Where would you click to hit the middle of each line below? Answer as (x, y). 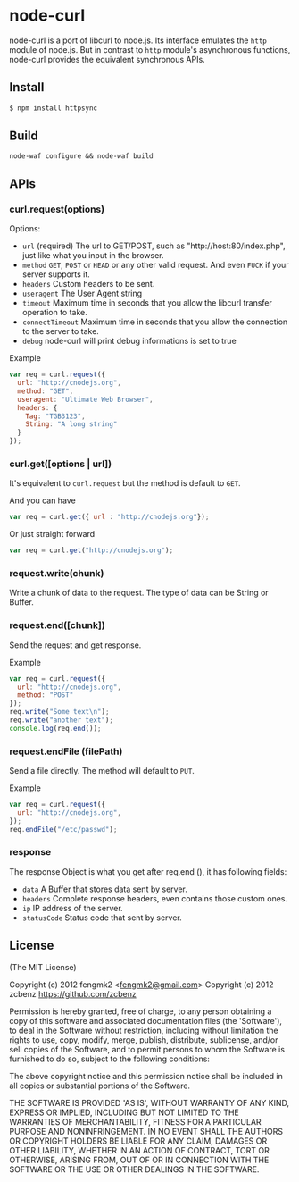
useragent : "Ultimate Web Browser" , (85, 399)
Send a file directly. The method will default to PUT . (102, 771)
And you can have (42, 500)
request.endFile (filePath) (66, 751)
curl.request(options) (57, 209)
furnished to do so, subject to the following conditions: (109, 1059)
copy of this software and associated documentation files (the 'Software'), (146, 1020)
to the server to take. (61, 331)
